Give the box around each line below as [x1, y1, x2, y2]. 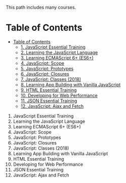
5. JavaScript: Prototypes [20, 65, 74, 71]
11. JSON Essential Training [20, 98, 77, 104]
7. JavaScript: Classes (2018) [20, 76, 81, 82]
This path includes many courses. [6, 5, 76, 10]
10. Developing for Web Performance [20, 92, 98, 98]
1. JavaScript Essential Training [20, 44, 86, 50]
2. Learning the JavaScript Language [20, 49, 98, 55]
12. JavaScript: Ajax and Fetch [20, 103, 84, 109]
